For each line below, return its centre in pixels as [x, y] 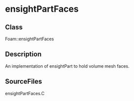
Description [23, 54]
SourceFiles [24, 82]
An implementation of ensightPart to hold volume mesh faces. [67, 66]
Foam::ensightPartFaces [30, 39]
